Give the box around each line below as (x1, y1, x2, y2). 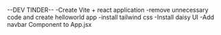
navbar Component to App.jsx (7, 21, 92, 28)
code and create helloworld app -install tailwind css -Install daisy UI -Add (7, 13, 215, 21)
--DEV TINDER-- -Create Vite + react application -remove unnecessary (7, 6, 209, 14)
